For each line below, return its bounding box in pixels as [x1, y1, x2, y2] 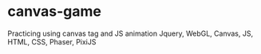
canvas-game [7, 2, 101, 21]
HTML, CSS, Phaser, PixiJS [7, 37, 97, 46]
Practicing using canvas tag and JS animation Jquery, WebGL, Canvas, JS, [7, 29, 253, 38]
